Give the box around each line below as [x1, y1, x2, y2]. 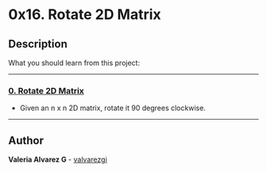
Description [8, 37, 68, 51]
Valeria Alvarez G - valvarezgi [8, 155, 107, 164]
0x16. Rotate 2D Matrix [8, 6, 161, 24]
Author [8, 133, 44, 147]
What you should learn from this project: [8, 58, 141, 67]
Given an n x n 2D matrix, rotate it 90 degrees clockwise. [19, 103, 207, 113]
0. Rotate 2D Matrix [8, 85, 85, 96]
